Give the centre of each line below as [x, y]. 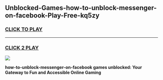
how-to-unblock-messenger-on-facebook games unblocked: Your [73, 67]
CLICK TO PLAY [24, 30]
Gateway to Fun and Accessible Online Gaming [53, 72]
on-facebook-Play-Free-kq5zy [52, 16]
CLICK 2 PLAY [22, 48]
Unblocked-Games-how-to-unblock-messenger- [81, 8]
